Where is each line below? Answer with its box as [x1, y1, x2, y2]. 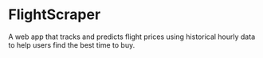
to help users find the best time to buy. [8, 40, 135, 49]
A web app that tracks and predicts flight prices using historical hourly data [8, 32, 256, 41]
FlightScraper [8, 6, 101, 24]
